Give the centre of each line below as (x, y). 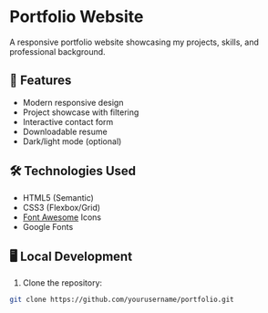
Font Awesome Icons (62, 217)
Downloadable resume (65, 131)
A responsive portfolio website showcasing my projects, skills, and (134, 42)
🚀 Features (41, 81)
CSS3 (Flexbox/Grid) (62, 207)
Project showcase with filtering (81, 112)
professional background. (58, 51)
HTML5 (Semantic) (58, 197)
